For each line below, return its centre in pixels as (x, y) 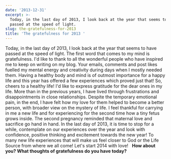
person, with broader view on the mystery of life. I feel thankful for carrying (84, 108)
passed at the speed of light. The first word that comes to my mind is (78, 54)
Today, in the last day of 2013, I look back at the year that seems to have (81, 48)
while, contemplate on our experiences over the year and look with (75, 129)
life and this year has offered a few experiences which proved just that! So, (84, 81)
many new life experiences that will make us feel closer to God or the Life (82, 140)
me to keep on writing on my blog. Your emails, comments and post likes (81, 64)
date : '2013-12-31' (26, 10)
